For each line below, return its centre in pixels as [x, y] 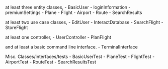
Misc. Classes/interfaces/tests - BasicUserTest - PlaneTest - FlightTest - [80, 56]
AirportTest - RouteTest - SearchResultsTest [51, 62]
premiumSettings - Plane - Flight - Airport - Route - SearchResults [74, 12]
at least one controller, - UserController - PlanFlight [58, 37]
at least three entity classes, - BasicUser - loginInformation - [68, 7]
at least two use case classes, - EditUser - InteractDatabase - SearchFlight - [84, 22]
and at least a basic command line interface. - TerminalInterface [72, 47]
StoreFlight [17, 27]
